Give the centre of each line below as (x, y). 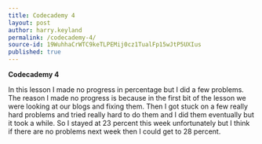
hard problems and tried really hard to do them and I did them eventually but (131, 114)
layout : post (29, 23)
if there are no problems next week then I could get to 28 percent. (115, 131)
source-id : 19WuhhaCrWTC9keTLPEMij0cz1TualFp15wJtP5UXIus (105, 45)
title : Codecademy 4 (42, 15)
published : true (35, 52)
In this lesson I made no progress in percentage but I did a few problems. (126, 90)
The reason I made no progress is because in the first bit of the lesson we (127, 98)
